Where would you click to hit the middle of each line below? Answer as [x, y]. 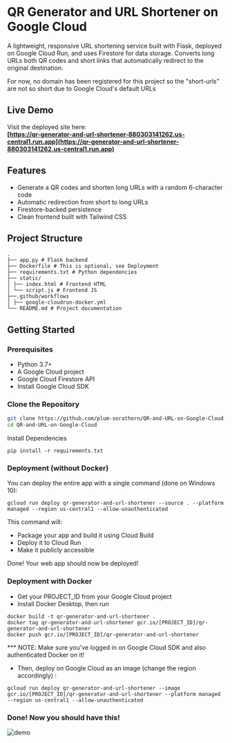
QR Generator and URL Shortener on [113, 12]
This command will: [35, 522]
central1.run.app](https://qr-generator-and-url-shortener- [93, 142]
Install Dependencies [37, 438]
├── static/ [24, 278]
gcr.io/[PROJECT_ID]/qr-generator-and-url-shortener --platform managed [114, 694]
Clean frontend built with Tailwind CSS [72, 216]
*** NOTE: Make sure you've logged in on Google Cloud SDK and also [107, 647]
